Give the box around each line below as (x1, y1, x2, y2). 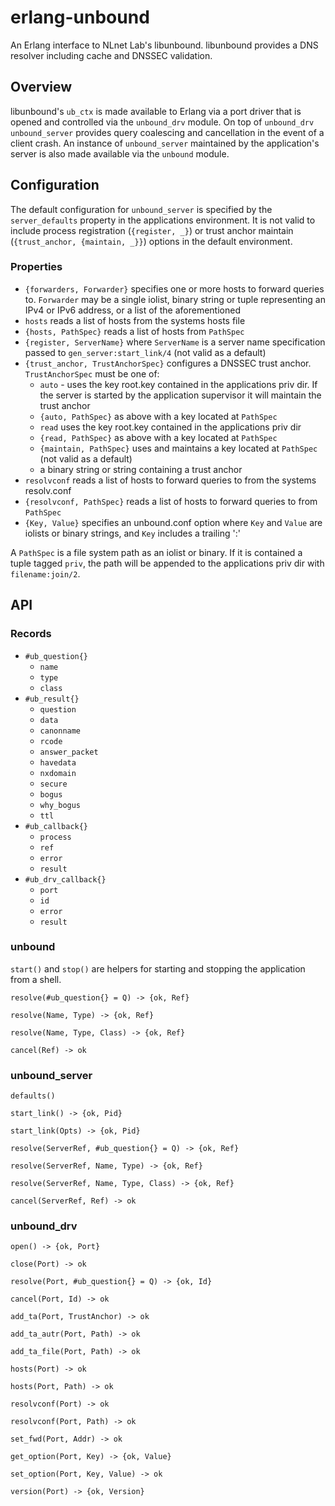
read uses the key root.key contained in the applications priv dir (39, 421, 302, 433)
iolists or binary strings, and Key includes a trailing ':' (24, 527, 241, 539)
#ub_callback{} (24, 821, 89, 831)
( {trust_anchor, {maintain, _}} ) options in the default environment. (10, 235, 293, 247)
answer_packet (39, 747, 99, 757)
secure (39, 779, 68, 789)
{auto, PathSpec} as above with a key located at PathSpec (39, 410, 278, 422)
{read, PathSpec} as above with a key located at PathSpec (39, 431, 278, 443)
